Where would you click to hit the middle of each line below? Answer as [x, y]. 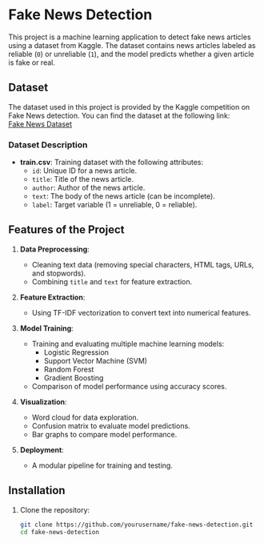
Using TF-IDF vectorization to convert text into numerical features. [141, 312]
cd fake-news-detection [60, 532]
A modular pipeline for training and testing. [102, 465]
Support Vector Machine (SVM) [96, 360]
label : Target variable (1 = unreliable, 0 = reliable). [114, 205]
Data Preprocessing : [54, 249]
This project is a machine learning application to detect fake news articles [130, 37]
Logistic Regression [76, 352]
